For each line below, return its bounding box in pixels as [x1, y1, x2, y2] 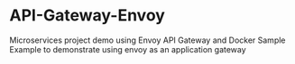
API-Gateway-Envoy [9, 5, 165, 26]
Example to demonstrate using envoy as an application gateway [9, 44, 246, 54]
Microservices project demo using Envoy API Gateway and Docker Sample [9, 35, 286, 45]
